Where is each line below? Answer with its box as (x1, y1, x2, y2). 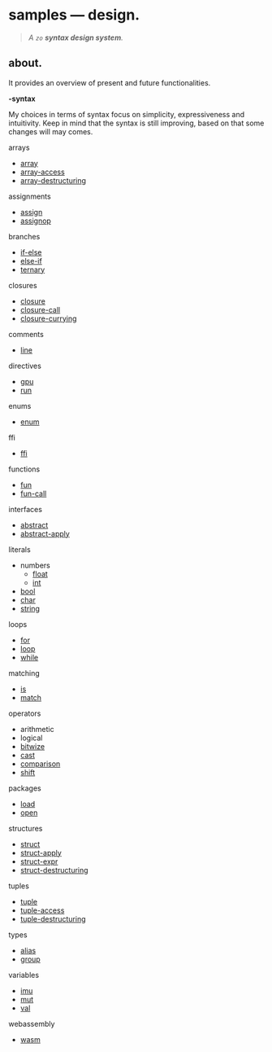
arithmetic (19, 724, 54, 734)
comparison (19, 759, 61, 769)
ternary (19, 265, 45, 274)
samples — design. (8, 6, 140, 24)
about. (8, 56, 43, 70)
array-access (19, 167, 65, 177)
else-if (19, 256, 42, 265)
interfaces (8, 504, 43, 514)
